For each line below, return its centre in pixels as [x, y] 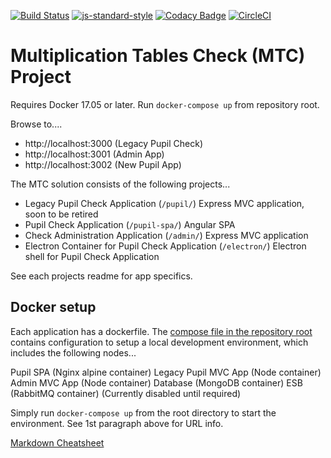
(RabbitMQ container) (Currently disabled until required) [126, 393]
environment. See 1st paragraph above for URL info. [117, 423]
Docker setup [53, 307]
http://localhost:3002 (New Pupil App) [103, 164]
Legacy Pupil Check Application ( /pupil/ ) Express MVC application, [164, 203]
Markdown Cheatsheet [57, 442]
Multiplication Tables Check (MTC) [158, 56]
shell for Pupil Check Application [92, 256]
